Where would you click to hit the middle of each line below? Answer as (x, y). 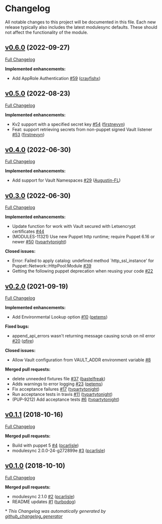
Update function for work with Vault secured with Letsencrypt (74, 226)
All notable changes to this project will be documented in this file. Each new (81, 22)
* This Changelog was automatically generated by (56, 511)
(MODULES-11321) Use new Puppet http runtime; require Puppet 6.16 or (83, 237)
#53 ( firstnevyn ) (28, 134)
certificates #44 (28, 231)
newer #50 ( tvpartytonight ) (39, 242)
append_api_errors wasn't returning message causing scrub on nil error (83, 336)
